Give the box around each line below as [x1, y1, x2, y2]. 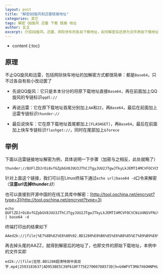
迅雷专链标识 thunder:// [12, 110, 60, 116]
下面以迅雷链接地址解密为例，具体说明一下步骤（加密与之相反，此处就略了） [5, 156, 158, 162]
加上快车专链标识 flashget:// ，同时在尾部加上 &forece [12, 127, 120, 133]
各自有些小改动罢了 [13, 78, 52, 84]
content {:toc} [12, 43, 40, 48]
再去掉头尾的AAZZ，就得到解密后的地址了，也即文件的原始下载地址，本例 [5, 243, 153, 248]
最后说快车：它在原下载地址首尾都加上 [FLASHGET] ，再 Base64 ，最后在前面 [12, 121, 158, 126]
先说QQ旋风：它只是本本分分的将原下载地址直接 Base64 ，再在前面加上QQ [12, 88, 158, 94]
